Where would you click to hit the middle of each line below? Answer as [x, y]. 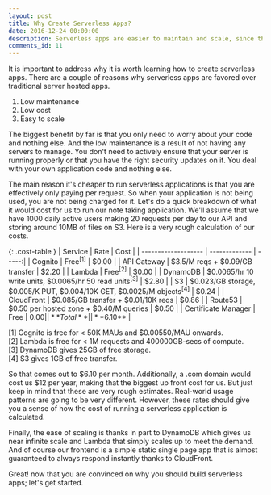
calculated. [27, 417]
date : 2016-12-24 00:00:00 [54, 31]
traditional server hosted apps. [59, 86]
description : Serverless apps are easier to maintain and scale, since [131, 38]
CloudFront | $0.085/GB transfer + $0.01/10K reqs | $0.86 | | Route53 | [125, 300]
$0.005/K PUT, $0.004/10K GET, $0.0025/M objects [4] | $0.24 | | [116, 290]
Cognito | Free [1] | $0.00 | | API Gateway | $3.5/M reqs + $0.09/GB [142, 261]
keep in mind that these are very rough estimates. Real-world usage [121, 391]
